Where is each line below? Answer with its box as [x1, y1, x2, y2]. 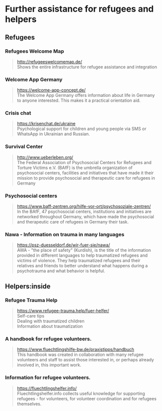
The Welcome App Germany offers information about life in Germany [17, 93, 155, 98]
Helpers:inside [5, 282, 51, 290]
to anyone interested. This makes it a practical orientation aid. [17, 97, 141, 103]
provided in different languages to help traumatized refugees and [17, 252, 148, 259]
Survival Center [5, 143, 43, 150]
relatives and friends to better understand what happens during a [17, 263, 148, 269]
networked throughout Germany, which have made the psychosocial [17, 214, 154, 220]
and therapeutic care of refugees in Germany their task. [17, 219, 129, 225]
